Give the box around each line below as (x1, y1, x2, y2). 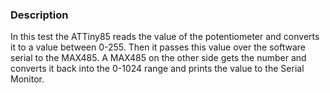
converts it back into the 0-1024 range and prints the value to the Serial (10, 63, 305, 75)
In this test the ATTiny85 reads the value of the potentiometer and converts (10, 31, 320, 43)
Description (10, 8, 69, 22)
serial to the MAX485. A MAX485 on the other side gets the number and (10, 52, 307, 64)
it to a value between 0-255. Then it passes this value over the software (10, 41, 306, 53)
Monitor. (10, 73, 45, 85)
